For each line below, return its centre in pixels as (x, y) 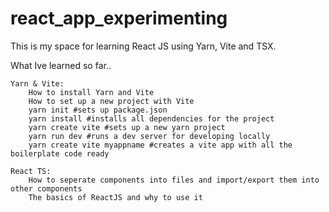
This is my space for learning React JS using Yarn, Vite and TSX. (143, 46)
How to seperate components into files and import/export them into (174, 180)
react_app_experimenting (119, 18)
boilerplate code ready (60, 153)
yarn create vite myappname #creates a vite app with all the (160, 145)
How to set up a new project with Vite (111, 101)
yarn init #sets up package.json (98, 110)
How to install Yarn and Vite (91, 92)
